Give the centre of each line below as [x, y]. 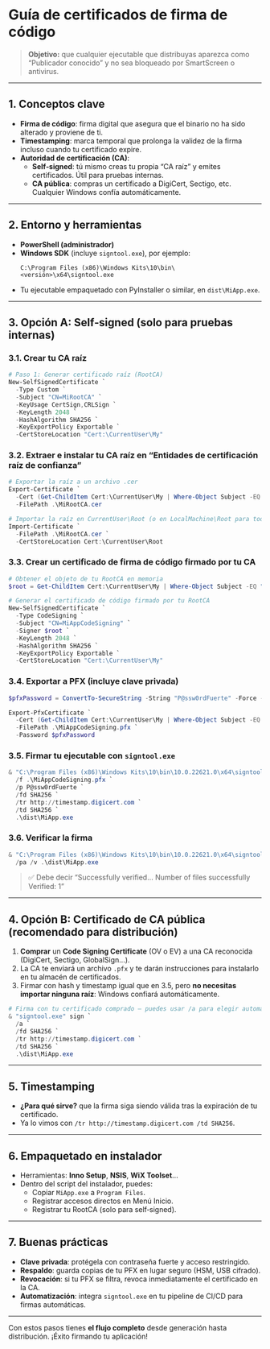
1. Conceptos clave [57, 104]
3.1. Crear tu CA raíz [47, 358]
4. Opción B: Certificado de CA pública [107, 919]
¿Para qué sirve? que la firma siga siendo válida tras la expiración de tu [139, 1106]
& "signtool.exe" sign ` [50, 1016]
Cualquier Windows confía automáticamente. [106, 192]
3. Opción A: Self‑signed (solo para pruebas [121, 323]
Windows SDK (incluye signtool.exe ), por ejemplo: [105, 253]
